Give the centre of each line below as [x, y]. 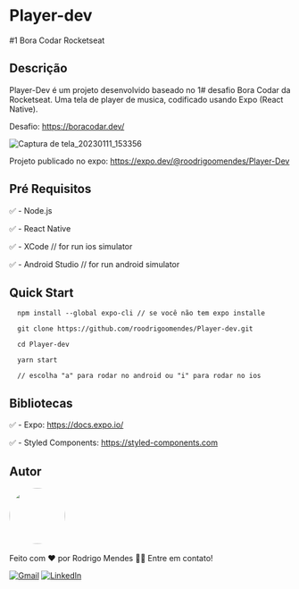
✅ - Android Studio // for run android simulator [95, 264]
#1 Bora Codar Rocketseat [57, 40]
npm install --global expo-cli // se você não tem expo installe [141, 314]
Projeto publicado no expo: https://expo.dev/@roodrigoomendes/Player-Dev [149, 161]
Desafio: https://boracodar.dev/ [67, 126]
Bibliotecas [41, 403]
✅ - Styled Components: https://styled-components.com [114, 442]
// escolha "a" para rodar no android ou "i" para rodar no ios [139, 376]
